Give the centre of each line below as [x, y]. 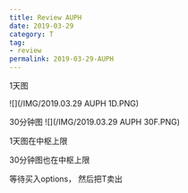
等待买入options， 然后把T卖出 [66, 179]
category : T [31, 34]
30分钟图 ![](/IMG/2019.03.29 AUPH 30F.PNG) [95, 122]
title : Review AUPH [46, 17]
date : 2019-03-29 [42, 26]
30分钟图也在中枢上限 [50, 160]
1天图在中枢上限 [38, 141]
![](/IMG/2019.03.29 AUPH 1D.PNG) [74, 103]
